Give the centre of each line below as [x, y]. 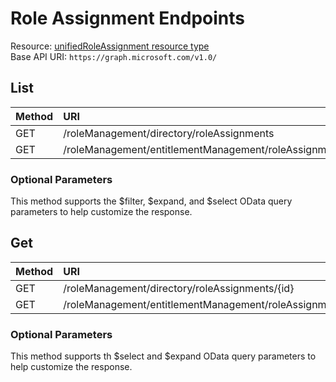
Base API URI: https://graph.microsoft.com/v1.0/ [114, 56]
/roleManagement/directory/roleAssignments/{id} [179, 288]
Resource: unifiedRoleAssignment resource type [110, 46]
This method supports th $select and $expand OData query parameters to [163, 356]
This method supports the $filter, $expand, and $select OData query [151, 201]
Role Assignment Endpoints [127, 18]
